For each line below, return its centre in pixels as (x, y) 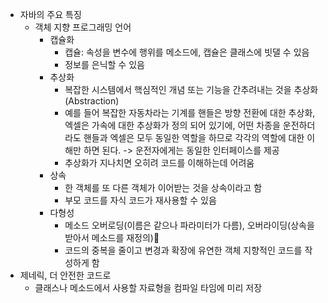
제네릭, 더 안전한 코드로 (65, 275)
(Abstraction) (92, 101)
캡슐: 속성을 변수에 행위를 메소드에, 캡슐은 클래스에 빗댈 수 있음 (187, 52)
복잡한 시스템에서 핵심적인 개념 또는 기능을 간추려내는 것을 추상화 (191, 89)
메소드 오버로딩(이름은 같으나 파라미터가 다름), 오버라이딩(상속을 (189, 225)
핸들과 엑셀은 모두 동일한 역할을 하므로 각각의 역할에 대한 (194, 137)
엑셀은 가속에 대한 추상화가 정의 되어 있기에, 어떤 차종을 (172, 125)
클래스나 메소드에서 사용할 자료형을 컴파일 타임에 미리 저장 (148, 287)
